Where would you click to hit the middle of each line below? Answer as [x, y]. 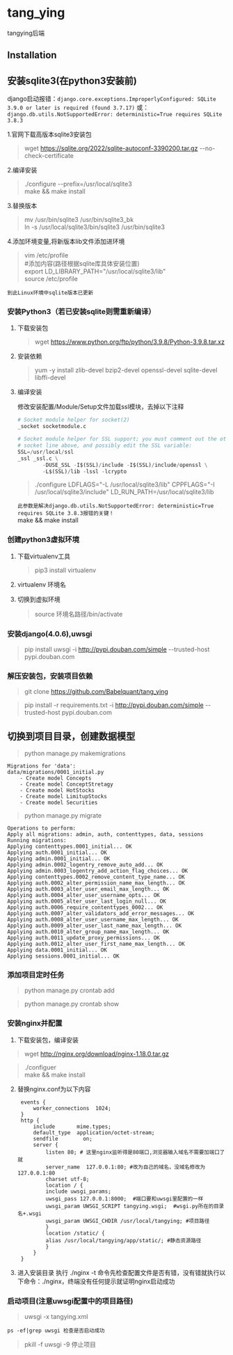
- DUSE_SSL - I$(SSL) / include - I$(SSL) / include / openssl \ [125, 465]
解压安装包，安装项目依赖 [50, 676]
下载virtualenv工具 [44, 556]
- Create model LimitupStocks [64, 797]
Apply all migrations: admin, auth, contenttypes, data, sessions [105, 834]
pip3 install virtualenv [65, 570]
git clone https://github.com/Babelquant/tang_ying [96, 692]
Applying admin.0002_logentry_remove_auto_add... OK [85, 865]
